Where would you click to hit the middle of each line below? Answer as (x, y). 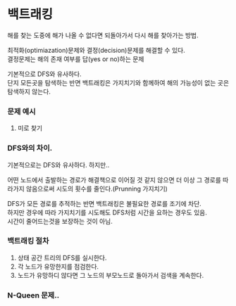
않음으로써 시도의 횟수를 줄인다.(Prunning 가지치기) (97, 189)
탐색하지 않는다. (29, 91)
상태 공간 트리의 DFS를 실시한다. (62, 257)
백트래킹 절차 (28, 241)
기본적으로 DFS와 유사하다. (45, 74)
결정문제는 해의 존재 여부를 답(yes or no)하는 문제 (76, 59)
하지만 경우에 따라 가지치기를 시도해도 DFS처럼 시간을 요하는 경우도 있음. (107, 212)
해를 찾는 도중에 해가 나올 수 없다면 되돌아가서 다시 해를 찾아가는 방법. (103, 35)
